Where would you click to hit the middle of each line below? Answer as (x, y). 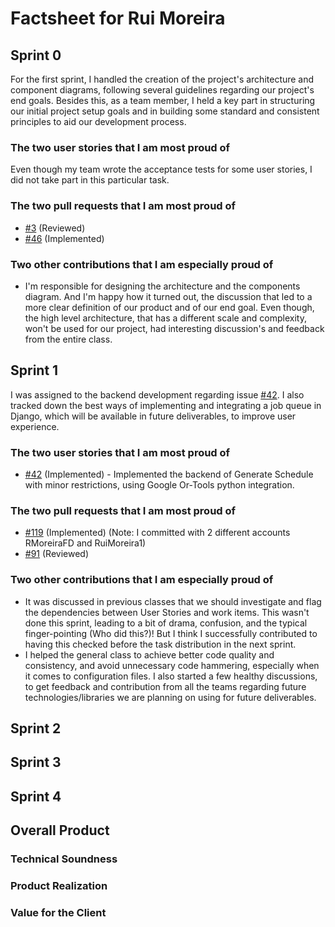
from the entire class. (68, 339)
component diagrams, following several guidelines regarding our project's (162, 90)
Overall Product (60, 830)
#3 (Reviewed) (55, 228)
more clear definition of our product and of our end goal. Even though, (169, 307)
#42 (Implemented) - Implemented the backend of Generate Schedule (169, 474)
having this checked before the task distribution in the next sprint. (160, 644)
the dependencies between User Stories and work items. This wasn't (167, 612)
